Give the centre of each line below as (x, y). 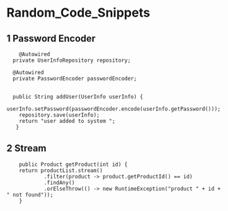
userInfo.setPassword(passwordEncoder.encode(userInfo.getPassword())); (114, 109)
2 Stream (26, 148)
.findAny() (59, 183)
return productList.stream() (61, 170)
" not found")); (30, 195)
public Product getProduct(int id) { (73, 164)
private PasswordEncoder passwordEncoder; (75, 78)
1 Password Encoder (51, 39)
